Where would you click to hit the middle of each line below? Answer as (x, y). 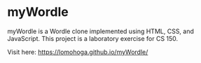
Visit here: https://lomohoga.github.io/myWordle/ (78, 52)
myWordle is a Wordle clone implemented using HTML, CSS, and (101, 31)
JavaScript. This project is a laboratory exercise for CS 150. (93, 38)
